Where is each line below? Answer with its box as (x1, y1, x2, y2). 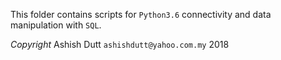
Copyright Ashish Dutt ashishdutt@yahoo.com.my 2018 (10, 39, 230, 50)
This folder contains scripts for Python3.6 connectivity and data (10, 9, 272, 20)
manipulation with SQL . (10, 19, 102, 31)
